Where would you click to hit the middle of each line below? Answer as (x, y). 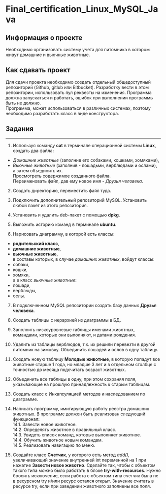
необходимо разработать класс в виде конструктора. (63, 113)
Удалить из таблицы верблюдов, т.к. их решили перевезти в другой (84, 344)
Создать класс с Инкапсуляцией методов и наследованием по (79, 394)
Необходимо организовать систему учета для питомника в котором (78, 49)
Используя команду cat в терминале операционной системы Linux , (84, 145)
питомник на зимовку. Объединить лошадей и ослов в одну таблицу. (85, 349)
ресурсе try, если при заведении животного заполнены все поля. (82, 486)
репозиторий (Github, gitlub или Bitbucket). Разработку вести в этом (77, 87)
